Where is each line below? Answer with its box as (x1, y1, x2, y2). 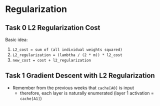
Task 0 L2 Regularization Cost (5, 23, 100, 32)
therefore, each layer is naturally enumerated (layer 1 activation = (19, 90, 154, 96)
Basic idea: (5, 36, 28, 42)
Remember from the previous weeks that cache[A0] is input (12, 84, 134, 90)
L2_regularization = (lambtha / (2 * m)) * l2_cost (12, 52, 122, 57)
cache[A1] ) (19, 95, 42, 101)
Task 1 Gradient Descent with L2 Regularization (5, 71, 155, 80)
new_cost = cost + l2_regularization (12, 58, 91, 63)
